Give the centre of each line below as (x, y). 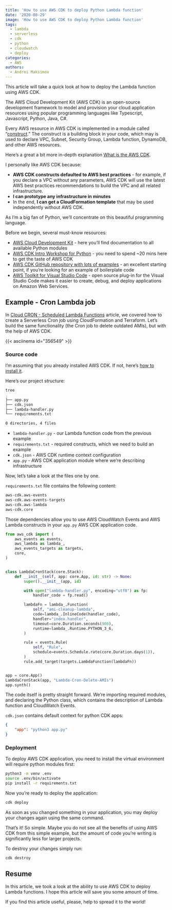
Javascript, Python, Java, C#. (36, 118)
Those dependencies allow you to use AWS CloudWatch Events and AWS (83, 519)
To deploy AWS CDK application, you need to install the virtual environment (85, 759)
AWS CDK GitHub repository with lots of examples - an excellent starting (90, 264)
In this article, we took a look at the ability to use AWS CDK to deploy (78, 886)
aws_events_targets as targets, (49, 549)
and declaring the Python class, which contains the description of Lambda (84, 700)
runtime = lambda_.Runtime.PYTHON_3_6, (73, 628)
